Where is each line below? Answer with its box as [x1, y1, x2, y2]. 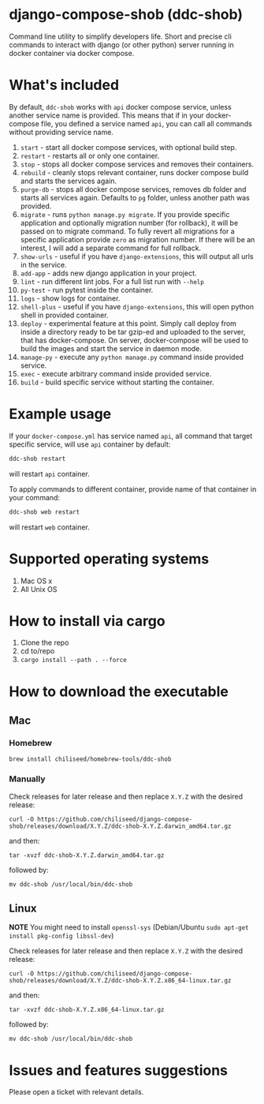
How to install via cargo [9, 612, 165, 630]
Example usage [9, 405, 112, 423]
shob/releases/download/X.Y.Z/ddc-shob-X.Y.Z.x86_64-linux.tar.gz [9, 977, 232, 985]
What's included [9, 77, 120, 94]
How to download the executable [9, 683, 229, 700]
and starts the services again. [20, 176, 117, 185]
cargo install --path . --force [20, 657, 127, 664]
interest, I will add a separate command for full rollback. [20, 243, 202, 253]
